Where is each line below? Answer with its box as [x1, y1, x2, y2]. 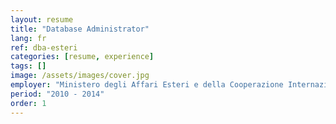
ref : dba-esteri [10, 42, 78, 53]
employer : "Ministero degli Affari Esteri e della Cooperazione [10, 80, 284, 90]
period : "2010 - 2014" [10, 89, 105, 99]
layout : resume [10, 14, 74, 25]
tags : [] [10, 61, 47, 71]
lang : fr [10, 33, 47, 43]
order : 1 [10, 98, 47, 108]
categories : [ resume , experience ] [10, 52, 155, 62]
